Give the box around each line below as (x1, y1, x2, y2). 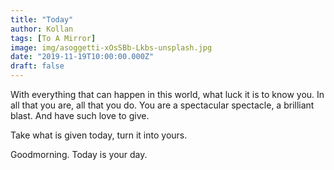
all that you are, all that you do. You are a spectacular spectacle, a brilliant (10, 99, 315, 111)
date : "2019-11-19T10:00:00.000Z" (10, 52, 155, 62)
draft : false (10, 61, 65, 71)
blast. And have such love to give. (10, 110, 150, 121)
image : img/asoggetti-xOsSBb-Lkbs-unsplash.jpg (10, 42, 213, 53)
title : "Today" (10, 14, 74, 25)
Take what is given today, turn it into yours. (10, 129, 188, 141)
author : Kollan (10, 24, 74, 34)
